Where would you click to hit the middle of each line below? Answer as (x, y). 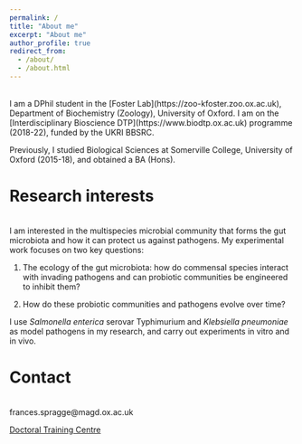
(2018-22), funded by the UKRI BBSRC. (82, 132)
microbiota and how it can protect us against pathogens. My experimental (147, 240)
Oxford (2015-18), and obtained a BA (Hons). (93, 159)
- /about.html (44, 69)
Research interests (82, 196)
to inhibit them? (51, 287)
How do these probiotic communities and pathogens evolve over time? (154, 304)
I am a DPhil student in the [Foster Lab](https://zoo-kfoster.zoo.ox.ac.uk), (146, 103)
